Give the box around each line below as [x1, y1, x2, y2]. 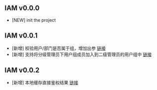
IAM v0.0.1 [4, 32, 38, 40]
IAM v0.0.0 [4, 4, 40, 12]
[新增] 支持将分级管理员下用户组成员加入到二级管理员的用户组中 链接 [11, 51, 152, 57]
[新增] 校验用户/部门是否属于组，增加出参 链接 [11, 45, 106, 51]
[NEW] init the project [11, 17, 56, 23]
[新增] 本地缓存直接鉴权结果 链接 [11, 80, 78, 86]
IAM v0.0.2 [4, 66, 40, 75]
